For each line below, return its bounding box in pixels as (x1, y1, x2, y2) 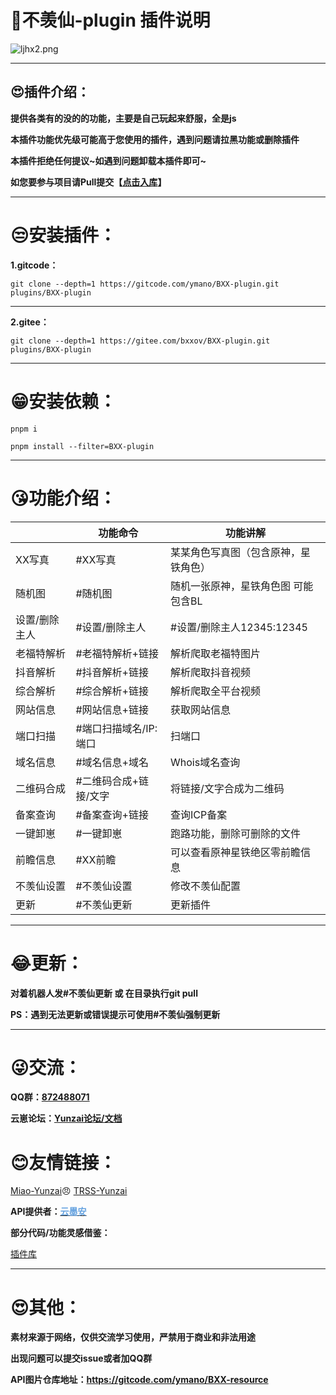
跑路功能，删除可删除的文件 (170, 826, 302, 840)
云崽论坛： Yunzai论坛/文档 (10, 1112, 123, 1125)
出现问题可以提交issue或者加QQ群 (10, 1352, 153, 1365)
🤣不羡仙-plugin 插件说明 (10, 9, 211, 32)
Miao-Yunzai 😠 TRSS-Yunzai (10, 1185, 128, 1197)
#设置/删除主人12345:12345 (170, 620, 308, 634)
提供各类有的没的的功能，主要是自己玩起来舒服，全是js (10, 112, 237, 124)
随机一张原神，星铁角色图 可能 (170, 579, 314, 593)
